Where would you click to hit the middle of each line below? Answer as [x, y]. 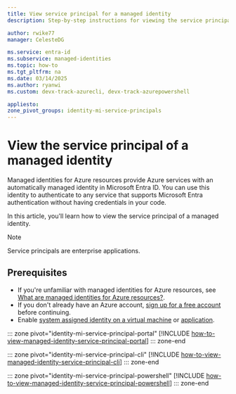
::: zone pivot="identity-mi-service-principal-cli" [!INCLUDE [93, 354]
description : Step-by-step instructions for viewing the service [105, 20]
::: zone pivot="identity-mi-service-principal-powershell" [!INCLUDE [106, 375]
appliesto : [23, 104]
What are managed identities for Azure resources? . [91, 297]
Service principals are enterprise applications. [74, 251]
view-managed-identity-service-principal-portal [77, 341]
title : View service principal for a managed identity [89, 14]
